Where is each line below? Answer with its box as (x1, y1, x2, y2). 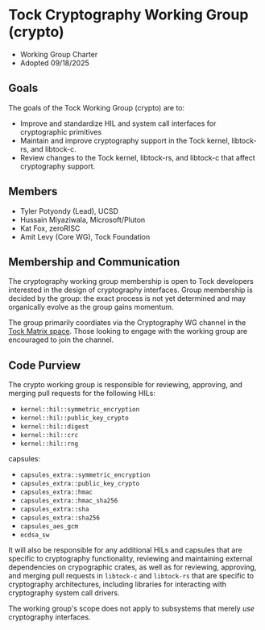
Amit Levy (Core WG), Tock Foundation (19, 232, 151, 241)
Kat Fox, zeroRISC (19, 223, 81, 233)
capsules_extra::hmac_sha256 (19, 497, 118, 505)
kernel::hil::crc (19, 432, 79, 440)
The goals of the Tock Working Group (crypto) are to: (8, 102, 185, 112)
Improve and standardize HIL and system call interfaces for (19, 119, 217, 128)
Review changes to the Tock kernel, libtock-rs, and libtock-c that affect (19, 152, 255, 162)
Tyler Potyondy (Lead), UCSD (19, 206, 119, 215)
